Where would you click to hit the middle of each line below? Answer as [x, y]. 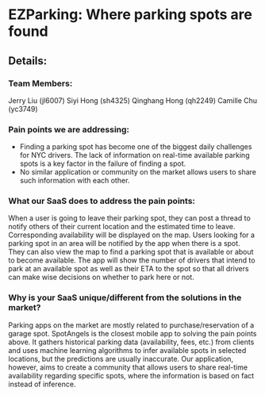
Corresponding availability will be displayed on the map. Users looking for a [132, 235]
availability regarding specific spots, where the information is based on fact [131, 375]
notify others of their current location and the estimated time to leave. [122, 227]
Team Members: [40, 83]
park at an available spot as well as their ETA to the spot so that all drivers [129, 269]
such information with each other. [75, 181]
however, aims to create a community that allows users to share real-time [128, 367]
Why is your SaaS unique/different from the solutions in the [125, 297]
